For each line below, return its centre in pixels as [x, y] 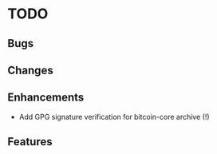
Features [30, 142]
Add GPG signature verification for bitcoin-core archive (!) [114, 116]
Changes [30, 70]
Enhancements [46, 98]
